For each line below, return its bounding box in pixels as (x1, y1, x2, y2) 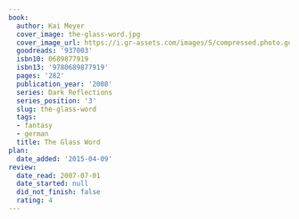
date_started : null (16, 180, 89, 189)
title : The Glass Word (16, 138, 101, 147)
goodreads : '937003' (16, 46, 93, 55)
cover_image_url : (16, 38, 81, 47)
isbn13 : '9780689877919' (16, 63, 109, 72)
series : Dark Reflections (16, 88, 113, 97)
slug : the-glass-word (16, 105, 97, 114)
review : (8, 163, 37, 172)
